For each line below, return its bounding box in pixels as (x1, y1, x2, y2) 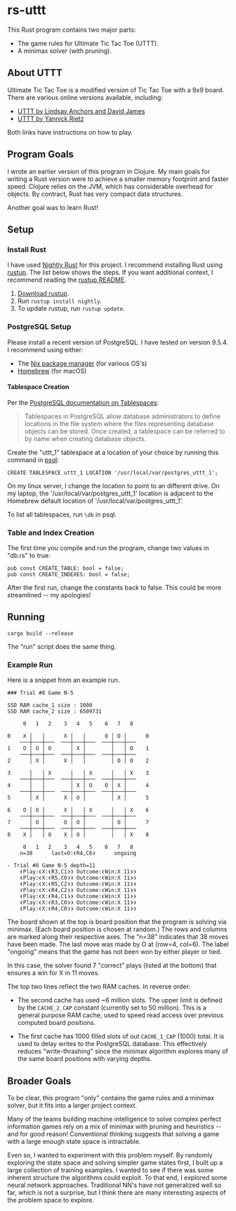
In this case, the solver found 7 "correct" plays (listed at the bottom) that (7, 961, 217, 970)
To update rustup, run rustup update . (17, 304, 125, 313)
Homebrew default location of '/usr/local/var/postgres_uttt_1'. (7, 496, 184, 505)
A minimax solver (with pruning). (17, 46, 112, 55)
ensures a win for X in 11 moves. (7, 969, 100, 977)
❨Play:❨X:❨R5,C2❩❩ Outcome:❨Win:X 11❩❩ (20, 881, 137, 888)
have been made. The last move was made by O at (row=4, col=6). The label (7, 940, 229, 949)
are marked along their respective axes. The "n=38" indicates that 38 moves (7, 933, 229, 941)
